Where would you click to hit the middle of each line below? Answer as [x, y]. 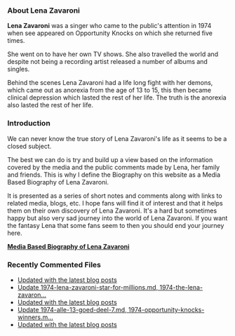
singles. [19, 69]
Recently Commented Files [54, 264]
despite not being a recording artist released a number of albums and [108, 62]
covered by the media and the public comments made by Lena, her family [114, 167]
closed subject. [29, 146]
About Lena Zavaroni [44, 11]
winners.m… [35, 317]
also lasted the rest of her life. [50, 105]
